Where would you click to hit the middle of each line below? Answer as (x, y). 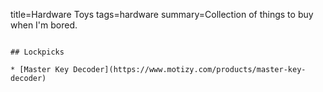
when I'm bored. (44, 25)
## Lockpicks (37, 52)
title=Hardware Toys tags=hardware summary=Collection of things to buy (162, 14)
